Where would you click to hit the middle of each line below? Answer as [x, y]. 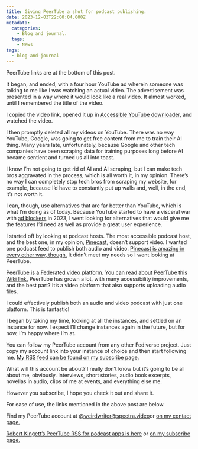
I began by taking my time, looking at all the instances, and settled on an [94, 320]
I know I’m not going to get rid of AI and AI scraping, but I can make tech [94, 169]
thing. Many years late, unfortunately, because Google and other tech [91, 145]
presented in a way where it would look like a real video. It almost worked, [96, 97]
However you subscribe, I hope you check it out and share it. [80, 393]
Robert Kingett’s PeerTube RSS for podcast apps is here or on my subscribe [98, 434]
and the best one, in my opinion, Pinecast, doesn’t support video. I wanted [97, 242]
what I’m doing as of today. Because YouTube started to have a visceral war [98, 211]
